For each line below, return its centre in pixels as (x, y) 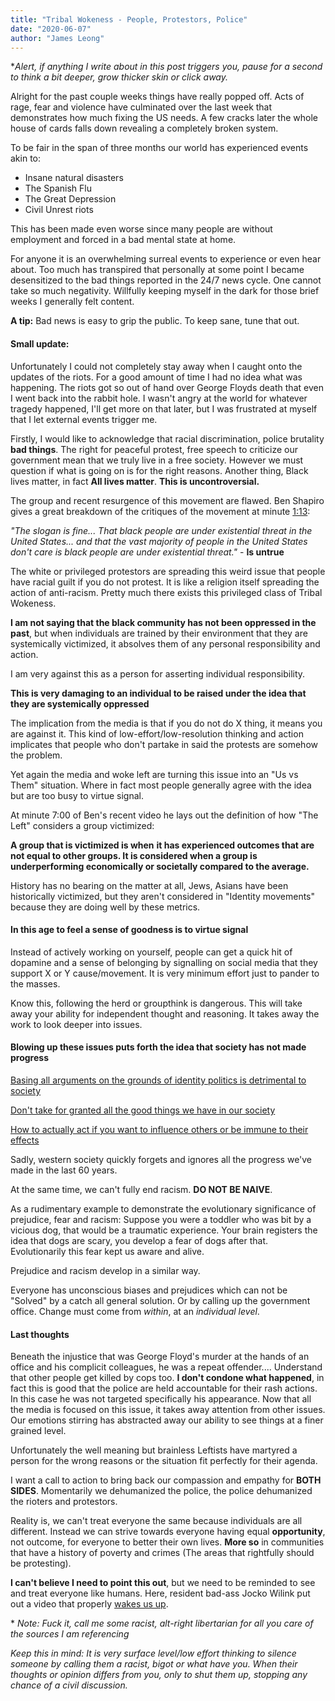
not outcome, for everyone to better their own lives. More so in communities (167, 1542)
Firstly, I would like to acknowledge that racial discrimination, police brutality (167, 438)
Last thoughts (40, 1334)
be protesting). (41, 1563)
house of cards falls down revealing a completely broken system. (144, 128)
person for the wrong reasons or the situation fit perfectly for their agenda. (164, 1461)
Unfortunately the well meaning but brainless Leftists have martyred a (154, 1450)
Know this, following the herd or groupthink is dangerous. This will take (156, 1003)
